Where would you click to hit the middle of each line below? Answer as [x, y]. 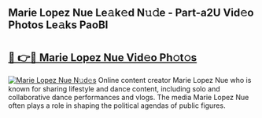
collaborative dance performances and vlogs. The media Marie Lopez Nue [129, 97]
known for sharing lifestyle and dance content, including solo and [114, 89]
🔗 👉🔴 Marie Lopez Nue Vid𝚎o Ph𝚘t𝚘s [103, 57]
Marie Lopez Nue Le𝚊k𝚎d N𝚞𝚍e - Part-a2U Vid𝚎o [131, 13]
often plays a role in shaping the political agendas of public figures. [117, 105]
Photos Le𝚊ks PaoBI [58, 25]
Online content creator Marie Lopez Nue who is [175, 80]
